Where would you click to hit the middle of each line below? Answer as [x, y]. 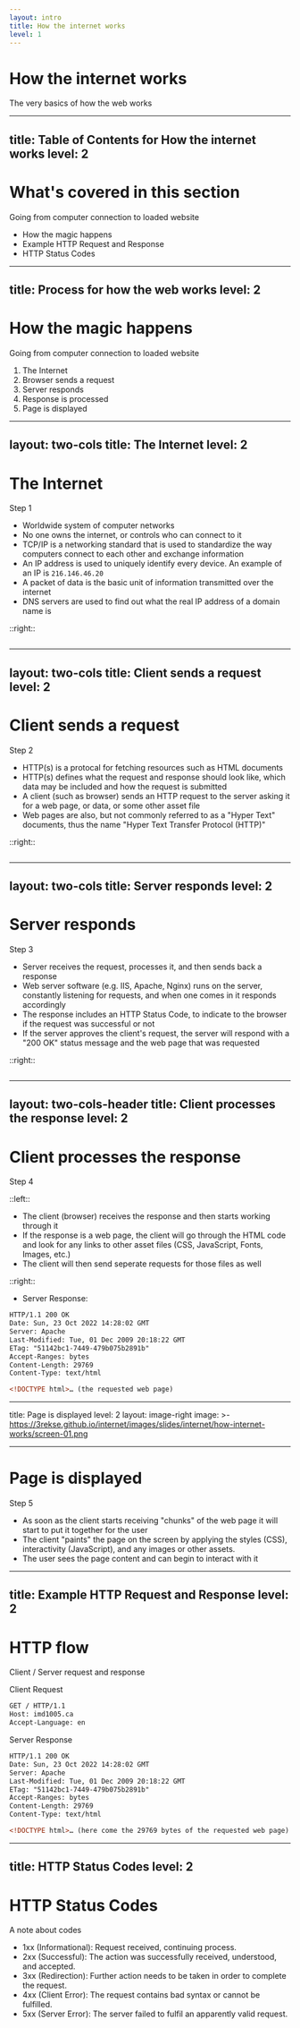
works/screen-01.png [49, 1434]
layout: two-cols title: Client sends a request [135, 673]
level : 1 [25, 34]
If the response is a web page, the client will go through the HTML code [154, 1235]
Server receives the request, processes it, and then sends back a [142, 967]
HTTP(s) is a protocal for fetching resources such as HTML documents [153, 767]
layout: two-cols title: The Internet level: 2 [129, 445]
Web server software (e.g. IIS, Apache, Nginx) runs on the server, [142, 985]
